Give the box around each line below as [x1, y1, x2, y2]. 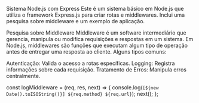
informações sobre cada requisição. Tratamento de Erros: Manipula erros [6, 66, 187, 73]
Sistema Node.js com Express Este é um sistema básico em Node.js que [6, 5, 184, 12]
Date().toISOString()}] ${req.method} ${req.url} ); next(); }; [6, 90, 158, 97]
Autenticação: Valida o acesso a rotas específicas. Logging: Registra [6, 60, 175, 67]
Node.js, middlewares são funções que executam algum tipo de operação [6, 42, 188, 49]
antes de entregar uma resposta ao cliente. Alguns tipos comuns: [6, 48, 167, 55]
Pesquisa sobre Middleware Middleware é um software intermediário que [6, 29, 186, 36]
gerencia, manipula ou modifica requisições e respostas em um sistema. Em [6, 36, 194, 42]
